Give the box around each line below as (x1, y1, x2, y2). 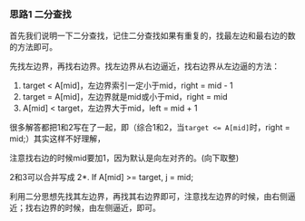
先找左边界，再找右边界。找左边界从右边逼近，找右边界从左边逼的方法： (9, 61, 280, 72)
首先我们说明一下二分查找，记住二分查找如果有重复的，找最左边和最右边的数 (9, 30, 296, 42)
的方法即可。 (9, 42, 57, 53)
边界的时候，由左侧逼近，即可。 (40, 202, 161, 214)
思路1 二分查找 (9, 7, 73, 20)
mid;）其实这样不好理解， (9, 133, 106, 144)
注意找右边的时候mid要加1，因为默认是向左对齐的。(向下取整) (9, 152, 240, 164)
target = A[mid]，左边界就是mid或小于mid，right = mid (22, 91, 228, 102)
